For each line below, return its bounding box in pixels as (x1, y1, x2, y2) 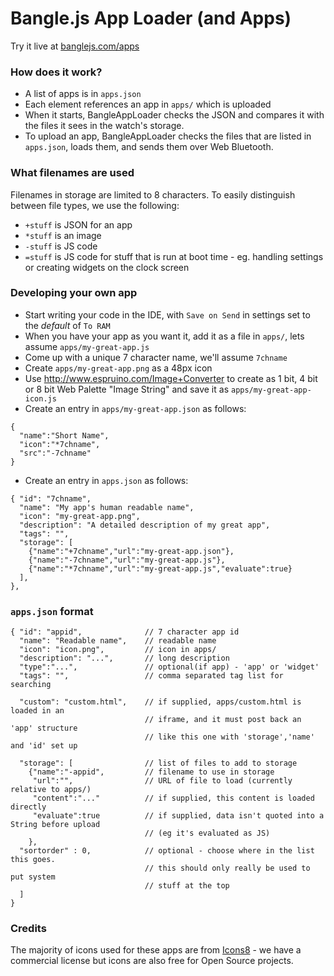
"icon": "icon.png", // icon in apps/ (19, 645, 217, 655)
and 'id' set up (10, 741, 78, 751)
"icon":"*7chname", (19, 439, 101, 449)
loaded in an (10, 706, 65, 716)
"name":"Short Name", (19, 430, 110, 441)
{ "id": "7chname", (10, 493, 92, 504)
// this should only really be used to (144, 863, 311, 874)
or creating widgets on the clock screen (24, 261, 190, 273)
